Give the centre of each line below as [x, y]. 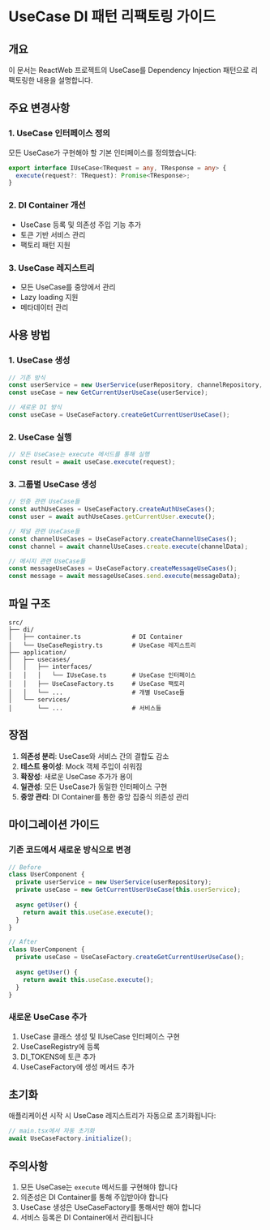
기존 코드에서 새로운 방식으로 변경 [70, 850]
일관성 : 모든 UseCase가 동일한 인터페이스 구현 [94, 786]
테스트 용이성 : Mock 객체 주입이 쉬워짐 [81, 766]
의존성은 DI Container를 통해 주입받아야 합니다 [94, 1198]
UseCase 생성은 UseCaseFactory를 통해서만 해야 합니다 [111, 1207]
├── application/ [38, 653]
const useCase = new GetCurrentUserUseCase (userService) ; [108, 393]
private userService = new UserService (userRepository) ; [114, 882]
